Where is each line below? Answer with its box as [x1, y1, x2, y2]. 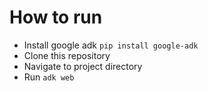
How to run [9, 6, 103, 29]
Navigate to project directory [23, 60, 143, 72]
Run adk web [23, 71, 75, 83]
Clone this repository [23, 49, 111, 61]
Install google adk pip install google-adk [23, 39, 199, 51]
